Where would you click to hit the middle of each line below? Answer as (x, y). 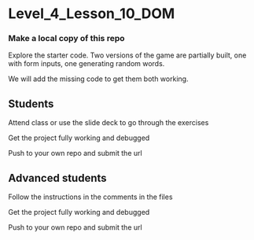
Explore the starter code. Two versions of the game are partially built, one (127, 55)
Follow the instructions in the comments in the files (90, 197)
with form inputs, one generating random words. (87, 64)
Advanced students (58, 178)
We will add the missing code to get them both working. (98, 79)
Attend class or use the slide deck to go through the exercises (109, 123)
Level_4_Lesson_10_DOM (92, 14)
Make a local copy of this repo (66, 39)
